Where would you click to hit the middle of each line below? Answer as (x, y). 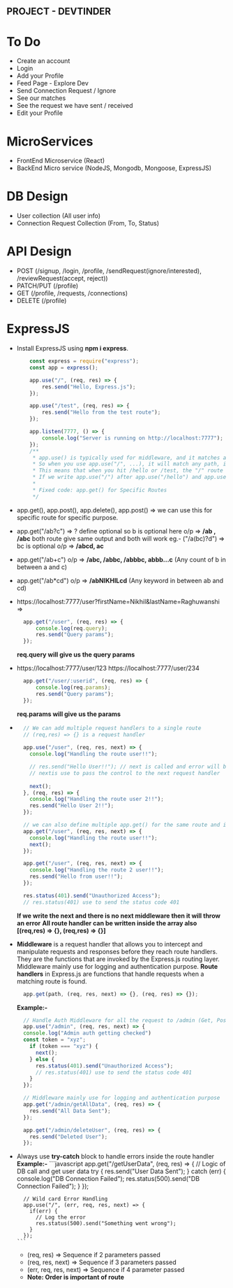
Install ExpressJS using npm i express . (73, 349)
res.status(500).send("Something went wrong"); (106, 1224)
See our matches (41, 98)
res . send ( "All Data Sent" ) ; (70, 1111)
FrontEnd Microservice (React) (61, 161)
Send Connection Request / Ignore (66, 91)
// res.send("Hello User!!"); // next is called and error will (125, 767)
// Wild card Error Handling (66, 1199)
